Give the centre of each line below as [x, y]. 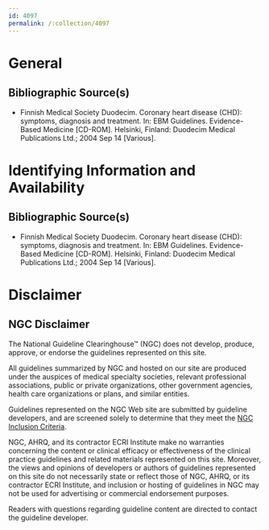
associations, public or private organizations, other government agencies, [130, 385]
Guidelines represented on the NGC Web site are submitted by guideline [128, 409]
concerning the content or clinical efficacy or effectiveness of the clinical [130, 450]
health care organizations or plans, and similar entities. [99, 393]
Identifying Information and [102, 170]
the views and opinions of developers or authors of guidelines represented [132, 467]
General [35, 63]
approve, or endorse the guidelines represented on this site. [108, 352]
